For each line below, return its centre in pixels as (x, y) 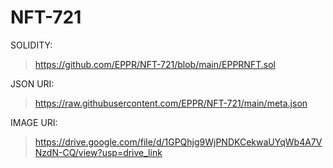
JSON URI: (32, 83)
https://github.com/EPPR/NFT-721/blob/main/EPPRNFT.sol (155, 64)
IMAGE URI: (34, 122)
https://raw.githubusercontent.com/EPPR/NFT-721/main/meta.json (171, 103)
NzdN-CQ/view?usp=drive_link (98, 152)
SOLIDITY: (31, 45)
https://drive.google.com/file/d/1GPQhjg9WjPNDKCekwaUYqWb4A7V (178, 142)
